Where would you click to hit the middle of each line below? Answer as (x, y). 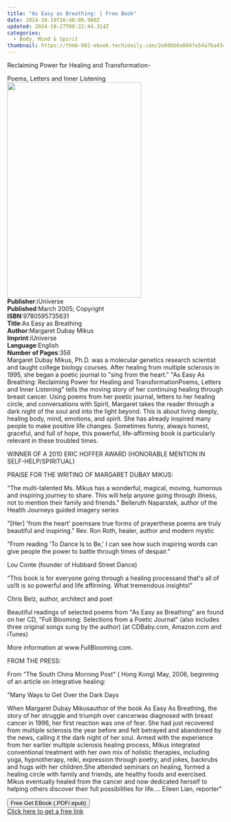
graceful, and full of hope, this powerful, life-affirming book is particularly (111, 433)
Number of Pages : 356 (39, 353)
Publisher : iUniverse (35, 301)
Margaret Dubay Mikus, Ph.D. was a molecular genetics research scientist (112, 360)
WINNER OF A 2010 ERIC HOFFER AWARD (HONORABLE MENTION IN (106, 454)
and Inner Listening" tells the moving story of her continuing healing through (115, 389)
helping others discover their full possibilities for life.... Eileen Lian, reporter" (114, 789)
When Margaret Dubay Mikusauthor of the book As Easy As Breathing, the (112, 708)
